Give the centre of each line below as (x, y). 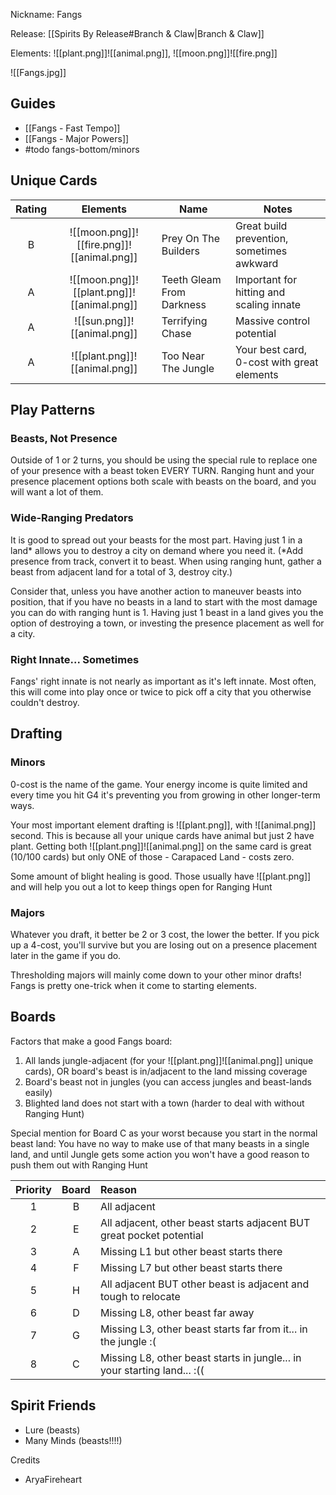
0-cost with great (276, 362)
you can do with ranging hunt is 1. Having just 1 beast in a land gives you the (167, 612)
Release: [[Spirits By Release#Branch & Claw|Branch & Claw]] (137, 33)
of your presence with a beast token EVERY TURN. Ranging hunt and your (162, 471)
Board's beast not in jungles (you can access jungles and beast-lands (168, 1081)
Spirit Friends (53, 1405)
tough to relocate (140, 1296)
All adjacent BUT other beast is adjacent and (204, 1284)
